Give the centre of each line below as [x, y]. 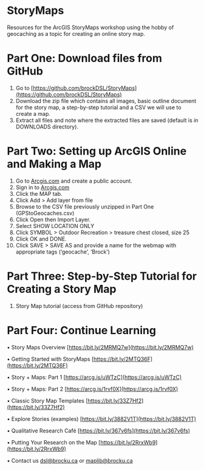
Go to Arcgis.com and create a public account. [74, 181]
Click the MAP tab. [39, 193]
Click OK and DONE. [41, 239]
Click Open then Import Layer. [53, 220]
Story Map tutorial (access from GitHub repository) [79, 306]
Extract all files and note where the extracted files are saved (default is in [107, 120]
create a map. [33, 113]
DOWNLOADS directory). [47, 126]
